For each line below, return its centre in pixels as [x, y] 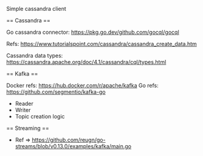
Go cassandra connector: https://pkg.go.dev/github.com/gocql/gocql [93, 32]
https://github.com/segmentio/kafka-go [56, 92]
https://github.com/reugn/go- [69, 140]
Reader [24, 103]
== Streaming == [28, 128]
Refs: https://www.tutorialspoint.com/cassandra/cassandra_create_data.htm [102, 44]
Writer [23, 110]
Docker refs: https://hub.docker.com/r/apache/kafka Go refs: [83, 85]
